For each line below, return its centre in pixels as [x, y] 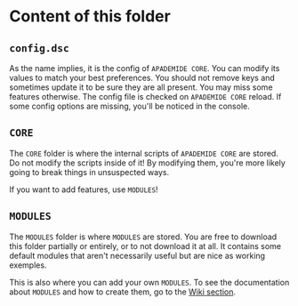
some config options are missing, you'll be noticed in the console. [130, 106]
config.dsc [39, 48]
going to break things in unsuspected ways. [89, 172]
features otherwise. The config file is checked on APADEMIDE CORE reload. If [145, 97]
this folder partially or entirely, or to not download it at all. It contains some [145, 246]
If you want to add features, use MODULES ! [84, 189]
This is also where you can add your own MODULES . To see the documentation [149, 282]
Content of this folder [90, 16]
